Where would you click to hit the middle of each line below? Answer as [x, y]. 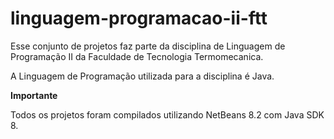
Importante [34, 95]
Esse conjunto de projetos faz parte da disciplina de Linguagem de [148, 46]
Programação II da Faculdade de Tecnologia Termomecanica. [137, 56]
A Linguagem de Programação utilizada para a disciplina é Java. [142, 76]
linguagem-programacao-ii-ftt [139, 18]
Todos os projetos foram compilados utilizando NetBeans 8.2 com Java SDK [167, 114]
